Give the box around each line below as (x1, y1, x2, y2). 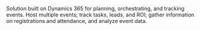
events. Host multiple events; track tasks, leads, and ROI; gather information (6, 11, 195, 18)
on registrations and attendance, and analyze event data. (6, 18, 147, 24)
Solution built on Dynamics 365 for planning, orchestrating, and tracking (6, 5, 185, 12)
